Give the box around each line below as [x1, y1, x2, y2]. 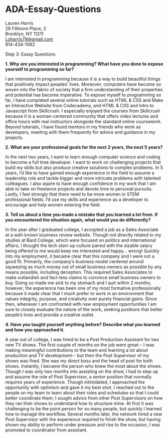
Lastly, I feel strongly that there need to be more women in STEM [5, 191, 139, 197]
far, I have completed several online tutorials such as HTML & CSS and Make [5, 97, 163, 103]
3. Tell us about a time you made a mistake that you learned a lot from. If [5, 211, 158, 217]
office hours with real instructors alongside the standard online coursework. [5, 118, 162, 124]
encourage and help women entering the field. [5, 201, 101, 207]
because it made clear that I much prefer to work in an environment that [5, 290, 154, 296]
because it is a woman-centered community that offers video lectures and [5, 113, 158, 119]
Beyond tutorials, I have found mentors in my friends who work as [5, 124, 141, 130]
